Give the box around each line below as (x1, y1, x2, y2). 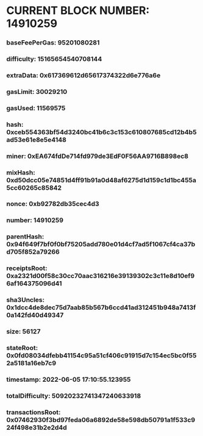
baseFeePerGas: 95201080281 (6, 38, 100, 47)
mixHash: (6, 168, 35, 177)
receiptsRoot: (6, 264, 48, 273)
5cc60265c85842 (6, 184, 62, 192)
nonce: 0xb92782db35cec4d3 (6, 199, 99, 208)
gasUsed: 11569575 (6, 104, 66, 112)
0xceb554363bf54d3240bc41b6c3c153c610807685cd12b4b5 (6, 127, 197, 136)
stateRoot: (6, 344, 38, 352)
